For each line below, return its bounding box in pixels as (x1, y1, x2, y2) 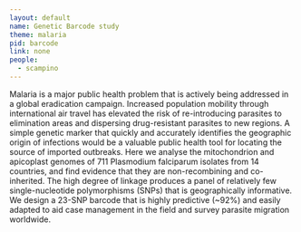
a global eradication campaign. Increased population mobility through (9, 98, 269, 109)
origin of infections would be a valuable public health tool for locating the (9, 137, 283, 148)
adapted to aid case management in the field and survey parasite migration (9, 204, 290, 215)
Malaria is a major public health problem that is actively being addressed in (9, 88, 289, 100)
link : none (9, 47, 51, 56)
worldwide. (9, 214, 52, 225)
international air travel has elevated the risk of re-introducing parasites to (9, 108, 283, 119)
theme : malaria (9, 30, 67, 39)
